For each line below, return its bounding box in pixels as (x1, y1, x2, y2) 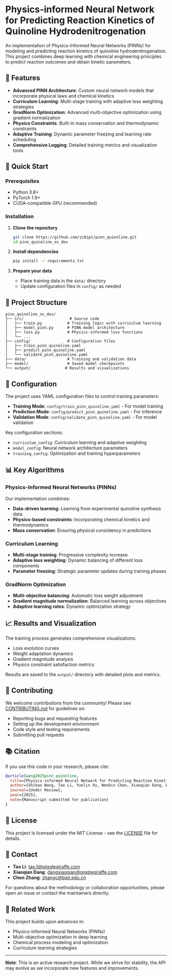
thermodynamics (12, 522, 49, 528)
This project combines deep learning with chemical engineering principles (5, 53, 162, 60)
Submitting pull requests (12, 732, 64, 738)
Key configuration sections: (5, 429, 63, 435)
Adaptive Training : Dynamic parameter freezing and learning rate (12, 131, 152, 137)
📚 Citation (5, 747, 40, 756)
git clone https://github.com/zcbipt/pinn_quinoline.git (12, 235, 137, 240)
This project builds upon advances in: (5, 918, 84, 925)
